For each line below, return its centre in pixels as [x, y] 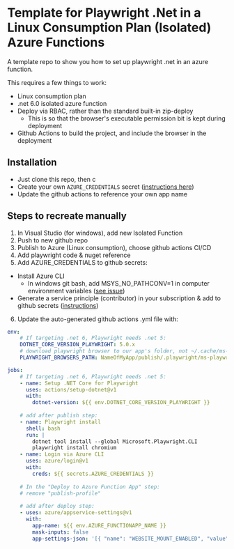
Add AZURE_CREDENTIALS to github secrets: [82, 262]
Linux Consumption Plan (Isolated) [109, 28]
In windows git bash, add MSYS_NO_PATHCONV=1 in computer [119, 283]
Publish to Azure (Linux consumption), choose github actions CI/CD [114, 247]
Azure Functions [56, 42]
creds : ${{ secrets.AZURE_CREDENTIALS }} [93, 474]
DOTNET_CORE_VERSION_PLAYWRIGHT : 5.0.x [78, 345]
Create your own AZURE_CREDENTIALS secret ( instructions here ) [106, 187]
